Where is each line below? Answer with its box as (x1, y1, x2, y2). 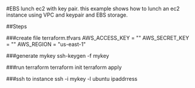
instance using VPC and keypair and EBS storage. (6, 11, 128, 18)
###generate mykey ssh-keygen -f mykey (6, 52, 109, 59)
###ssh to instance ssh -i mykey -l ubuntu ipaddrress (6, 76, 138, 82)
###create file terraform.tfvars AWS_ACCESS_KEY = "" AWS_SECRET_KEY (6, 34, 190, 41)
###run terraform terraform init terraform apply (6, 64, 122, 71)
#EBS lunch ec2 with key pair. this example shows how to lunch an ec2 (6, 5, 180, 12)
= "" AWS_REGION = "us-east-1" (6, 41, 86, 48)
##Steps (6, 23, 27, 30)
